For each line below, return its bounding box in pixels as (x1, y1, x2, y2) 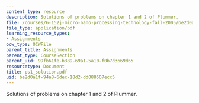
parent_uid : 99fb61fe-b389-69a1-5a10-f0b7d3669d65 (6, 58, 134, 64)
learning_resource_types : (6, 31, 70, 36)
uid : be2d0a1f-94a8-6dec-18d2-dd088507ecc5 (6, 74, 115, 80)
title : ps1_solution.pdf (6, 69, 68, 75)
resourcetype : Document (6, 63, 65, 69)
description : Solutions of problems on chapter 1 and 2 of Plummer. (6, 14, 179, 20)
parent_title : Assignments (6, 47, 73, 53)
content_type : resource (6, 8, 65, 15)
